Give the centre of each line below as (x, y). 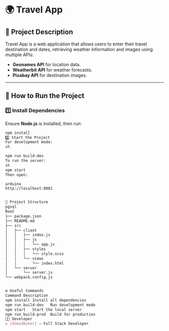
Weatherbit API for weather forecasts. (52, 70)
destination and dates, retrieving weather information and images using (79, 49)
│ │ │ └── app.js (30, 245)
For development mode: (29, 142)
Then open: (17, 175)
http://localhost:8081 (29, 188)
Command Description (27, 296)
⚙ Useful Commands (24, 291)
